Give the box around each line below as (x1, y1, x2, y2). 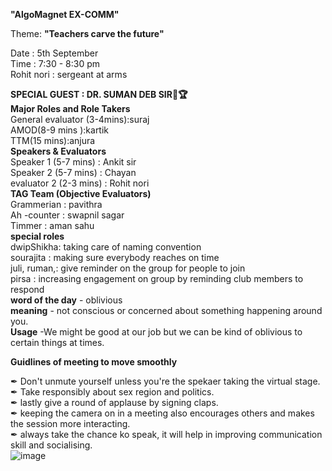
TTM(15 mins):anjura (10, 135, 96, 146)
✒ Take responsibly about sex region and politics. (10, 386, 215, 398)
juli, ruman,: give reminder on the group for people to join (10, 262, 246, 274)
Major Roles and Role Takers (10, 103, 131, 114)
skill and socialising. (10, 439, 93, 451)
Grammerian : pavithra (10, 199, 103, 210)
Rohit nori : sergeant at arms (10, 69, 128, 80)
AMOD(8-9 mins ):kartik (10, 124, 110, 136)
